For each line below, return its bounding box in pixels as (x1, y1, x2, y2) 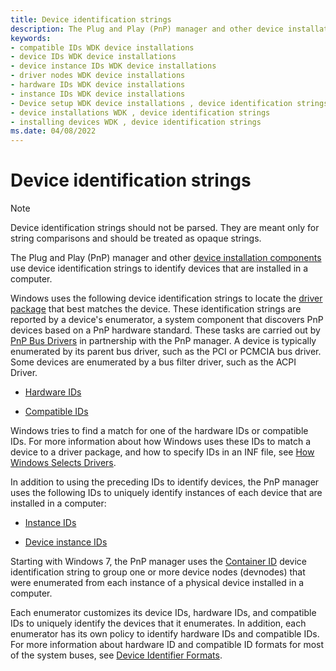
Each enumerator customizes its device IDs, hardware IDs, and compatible (10, 607, 317, 619)
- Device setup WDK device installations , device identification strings (10, 98, 329, 108)
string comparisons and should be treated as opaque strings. (10, 232, 262, 245)
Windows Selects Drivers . (10, 457, 117, 469)
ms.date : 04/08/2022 (10, 126, 97, 136)
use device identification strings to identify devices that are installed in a (10, 262, 309, 275)
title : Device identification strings (10, 14, 172, 25)
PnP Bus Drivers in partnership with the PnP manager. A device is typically (10, 335, 317, 347)
